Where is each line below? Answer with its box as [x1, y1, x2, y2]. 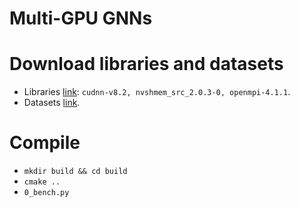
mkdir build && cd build [23, 167, 128, 177]
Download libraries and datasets [9, 53, 284, 76]
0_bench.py [23, 188, 70, 198]
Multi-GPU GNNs [9, 7, 153, 30]
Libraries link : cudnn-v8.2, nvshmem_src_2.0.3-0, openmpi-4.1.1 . [23, 86, 291, 98]
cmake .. [23, 177, 61, 187]
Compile [9, 132, 81, 154]
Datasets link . [23, 97, 81, 109]
